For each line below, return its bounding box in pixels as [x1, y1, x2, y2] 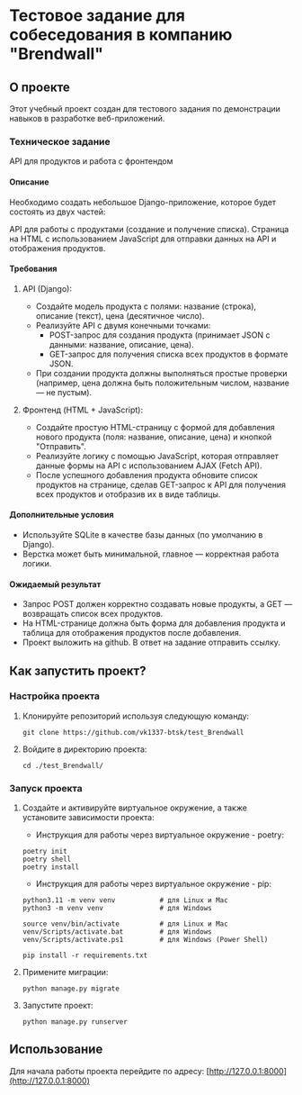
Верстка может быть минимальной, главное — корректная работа [22, 548, 280, 559]
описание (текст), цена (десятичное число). [35, 310, 205, 321]
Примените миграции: [22, 967, 109, 978]
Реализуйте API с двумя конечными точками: [35, 320, 211, 330]
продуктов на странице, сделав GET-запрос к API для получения [35, 479, 286, 490]
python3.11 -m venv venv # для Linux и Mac [22, 896, 228, 905]
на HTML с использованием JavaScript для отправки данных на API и [9, 233, 277, 244]
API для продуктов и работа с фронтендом [9, 156, 173, 167]
